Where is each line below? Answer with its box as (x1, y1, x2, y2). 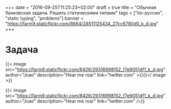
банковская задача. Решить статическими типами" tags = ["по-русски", (5, 10, 163, 16)
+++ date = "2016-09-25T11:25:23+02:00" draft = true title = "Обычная (5, 5, 157, 10)
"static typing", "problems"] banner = (5, 15, 84, 21)
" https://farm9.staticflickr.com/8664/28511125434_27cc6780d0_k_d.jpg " (5, 20, 159, 27)
